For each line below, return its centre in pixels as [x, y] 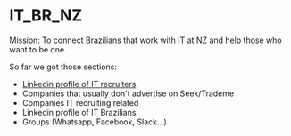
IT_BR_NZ [46, 16]
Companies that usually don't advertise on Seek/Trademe [128, 93]
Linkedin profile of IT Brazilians [79, 112]
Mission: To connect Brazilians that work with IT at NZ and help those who [146, 40]
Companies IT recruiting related [80, 102]
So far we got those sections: [63, 67]
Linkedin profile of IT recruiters [79, 84]
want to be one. [38, 49]
